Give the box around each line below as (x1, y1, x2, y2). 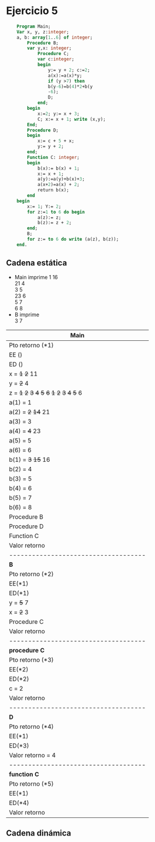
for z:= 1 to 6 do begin (27, 209, 85, 215)
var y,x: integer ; (27, 45, 72, 51)
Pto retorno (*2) (9, 570, 54, 578)
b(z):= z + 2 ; (37, 220, 72, 226)
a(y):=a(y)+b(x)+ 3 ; (37, 176, 85, 182)
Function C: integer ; (27, 154, 80, 160)
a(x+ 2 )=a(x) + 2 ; (37, 182, 80, 188)
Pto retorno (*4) (9, 722, 54, 731)
